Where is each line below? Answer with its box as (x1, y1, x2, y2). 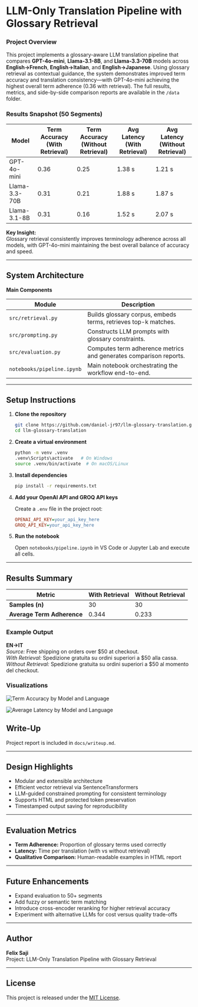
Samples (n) (9, 601, 44, 609)
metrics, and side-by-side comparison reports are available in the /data (6, 89, 180, 96)
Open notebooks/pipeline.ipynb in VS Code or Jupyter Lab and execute (14, 544, 190, 551)
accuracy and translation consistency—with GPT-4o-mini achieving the (6, 76, 180, 83)
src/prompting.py (9, 331, 58, 338)
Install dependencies (14, 472, 68, 479)
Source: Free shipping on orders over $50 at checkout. (6, 648, 140, 655)
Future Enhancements (6, 876, 90, 886)
